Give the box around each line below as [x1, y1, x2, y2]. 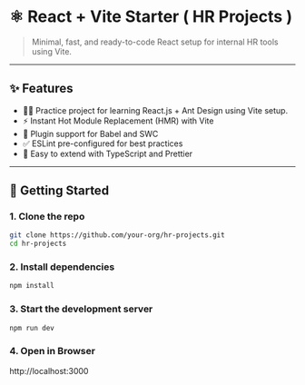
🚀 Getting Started [9, 183, 110, 199]
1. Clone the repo [9, 211, 85, 223]
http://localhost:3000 [9, 365, 89, 376]
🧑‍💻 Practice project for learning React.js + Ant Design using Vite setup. [22, 104, 289, 115]
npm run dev [9, 323, 54, 332]
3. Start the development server [9, 302, 153, 315]
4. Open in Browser [9, 345, 95, 358]
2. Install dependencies [9, 261, 115, 273]
